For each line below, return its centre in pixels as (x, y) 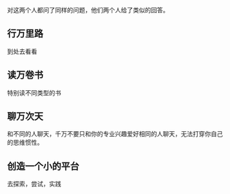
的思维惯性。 (25, 143)
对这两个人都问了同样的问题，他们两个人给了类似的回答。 (88, 10)
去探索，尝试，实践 (34, 184)
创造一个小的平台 (43, 166)
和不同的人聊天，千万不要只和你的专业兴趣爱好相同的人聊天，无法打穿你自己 (115, 134)
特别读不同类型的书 (34, 93)
